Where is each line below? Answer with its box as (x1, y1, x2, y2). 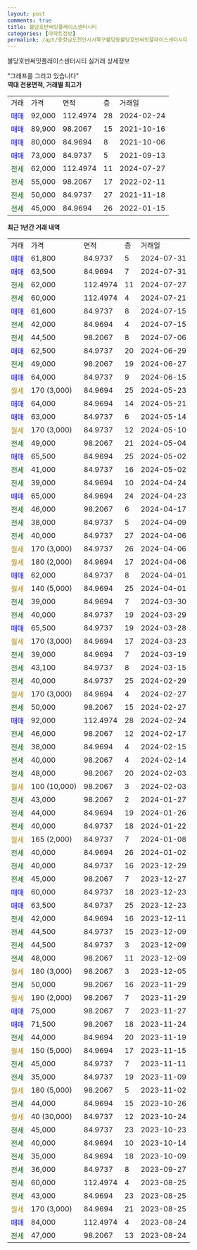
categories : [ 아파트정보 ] (7, 30, 76, 37)
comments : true (7, 17, 52, 24)
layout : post (7, 10, 46, 18)
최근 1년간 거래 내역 (7, 223, 61, 232)
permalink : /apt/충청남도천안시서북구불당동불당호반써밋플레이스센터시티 (7, 37, 188, 44)
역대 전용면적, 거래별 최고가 (7, 80, 82, 89)
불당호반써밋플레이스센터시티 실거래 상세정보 (7, 57, 130, 65)
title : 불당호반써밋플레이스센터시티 (7, 23, 97, 30)
